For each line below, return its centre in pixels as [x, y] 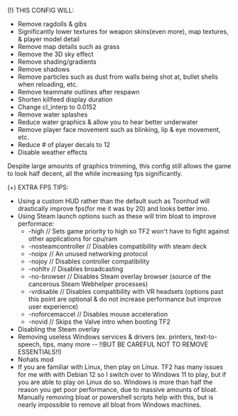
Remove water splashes [53, 114]
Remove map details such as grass [69, 46]
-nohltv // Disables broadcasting [76, 269]
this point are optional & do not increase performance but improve [125, 299]
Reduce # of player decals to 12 [64, 144]
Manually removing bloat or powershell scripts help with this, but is [115, 397]
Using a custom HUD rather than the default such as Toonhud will [114, 201]
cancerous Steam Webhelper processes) [88, 284]
